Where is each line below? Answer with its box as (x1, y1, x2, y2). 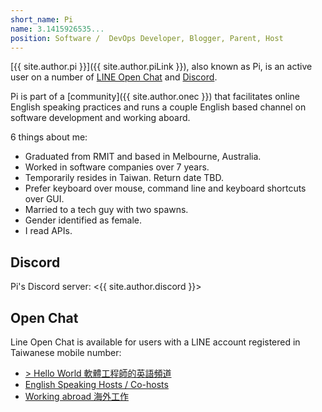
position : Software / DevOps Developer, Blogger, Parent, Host (10, 33, 284, 43)
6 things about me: (10, 131, 88, 143)
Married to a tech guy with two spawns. (24, 204, 189, 216)
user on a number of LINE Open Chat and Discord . (10, 71, 218, 83)
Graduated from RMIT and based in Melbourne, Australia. (24, 151, 262, 163)
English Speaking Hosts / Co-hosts (24, 379, 169, 390)
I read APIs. (24, 225, 73, 237)
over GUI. (24, 193, 65, 205)
